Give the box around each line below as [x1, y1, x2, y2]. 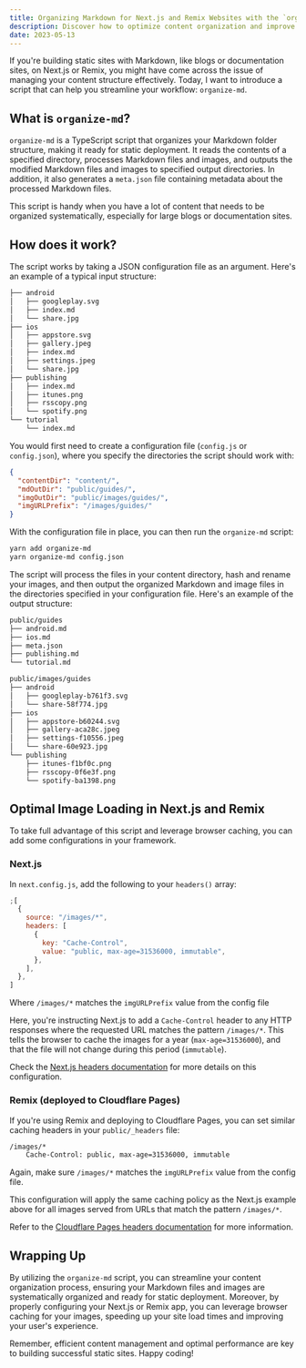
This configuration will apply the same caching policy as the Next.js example [9, 1194, 297, 1205]
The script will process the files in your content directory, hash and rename [9, 568, 291, 579]
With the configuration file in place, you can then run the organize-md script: [9, 526, 294, 537]
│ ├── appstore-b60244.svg [9, 717, 120, 726]
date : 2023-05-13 [9, 30, 76, 39]
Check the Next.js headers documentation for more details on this [9, 1062, 257, 1073]
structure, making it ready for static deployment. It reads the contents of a [9, 145, 287, 156]
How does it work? [9, 237, 117, 252]
